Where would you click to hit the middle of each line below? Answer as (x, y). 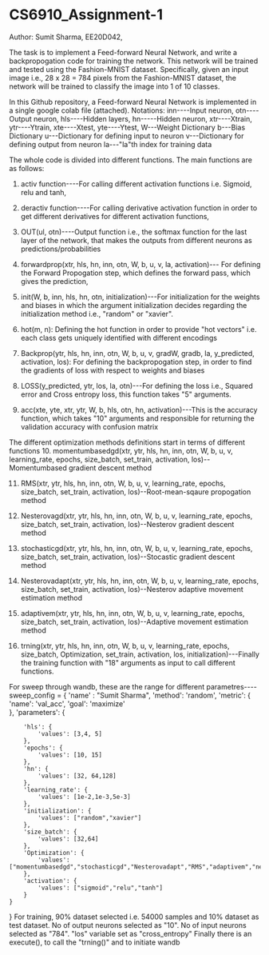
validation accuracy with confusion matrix (89, 426)
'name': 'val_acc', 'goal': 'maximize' (67, 703)
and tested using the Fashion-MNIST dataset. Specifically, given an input (129, 69)
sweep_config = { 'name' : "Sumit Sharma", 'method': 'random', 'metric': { (130, 695)
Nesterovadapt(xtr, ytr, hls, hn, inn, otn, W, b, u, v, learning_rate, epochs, (139, 581)
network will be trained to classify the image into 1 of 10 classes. (115, 86)
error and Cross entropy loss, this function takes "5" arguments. (126, 394)
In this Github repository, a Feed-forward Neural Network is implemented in (133, 102)
